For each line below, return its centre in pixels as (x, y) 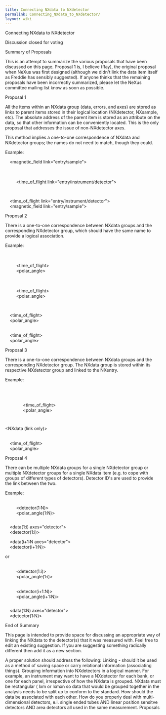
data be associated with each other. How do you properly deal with (73, 697)
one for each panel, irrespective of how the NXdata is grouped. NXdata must (83, 681)
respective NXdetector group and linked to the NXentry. (62, 370)
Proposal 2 (16, 216)
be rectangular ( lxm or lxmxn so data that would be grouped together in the (82, 686)
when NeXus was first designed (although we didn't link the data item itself (82, 72)
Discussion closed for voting (34, 42)
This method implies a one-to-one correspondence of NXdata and (72, 138)
